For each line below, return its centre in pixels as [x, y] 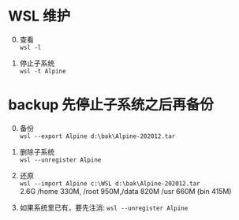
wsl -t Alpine [43, 71]
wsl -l [30, 47]
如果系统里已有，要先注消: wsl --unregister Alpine [104, 207]
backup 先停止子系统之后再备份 [111, 105]
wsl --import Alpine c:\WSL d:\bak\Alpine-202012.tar [110, 183]
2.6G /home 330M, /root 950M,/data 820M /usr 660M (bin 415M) [125, 191]
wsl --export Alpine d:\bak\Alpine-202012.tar [97, 136]
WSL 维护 [39, 16]
